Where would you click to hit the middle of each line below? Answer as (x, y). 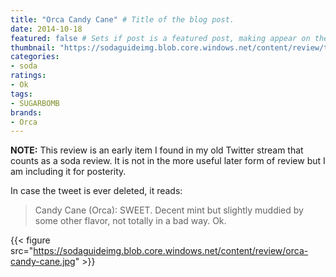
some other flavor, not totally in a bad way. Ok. (130, 221)
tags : (21, 94)
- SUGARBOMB (35, 103)
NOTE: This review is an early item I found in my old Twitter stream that (157, 150)
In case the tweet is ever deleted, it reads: (96, 191)
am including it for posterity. (68, 172)
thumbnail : (33, 47)
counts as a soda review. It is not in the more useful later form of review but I (168, 161)
